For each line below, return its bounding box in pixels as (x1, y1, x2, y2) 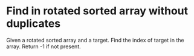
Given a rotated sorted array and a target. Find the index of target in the (6, 36, 184, 43)
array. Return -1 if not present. (6, 43, 81, 50)
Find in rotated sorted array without (6, 4, 189, 18)
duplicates (6, 17, 61, 30)
